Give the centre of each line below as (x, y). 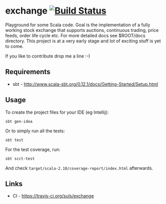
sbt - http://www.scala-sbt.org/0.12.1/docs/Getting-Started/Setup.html (85, 84)
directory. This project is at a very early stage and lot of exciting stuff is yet (83, 41)
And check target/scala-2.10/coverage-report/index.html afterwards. (79, 168)
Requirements (28, 72)
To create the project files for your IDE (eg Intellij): (57, 112)
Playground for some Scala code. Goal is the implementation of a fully (78, 25)
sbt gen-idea (19, 121)
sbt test (14, 140)
